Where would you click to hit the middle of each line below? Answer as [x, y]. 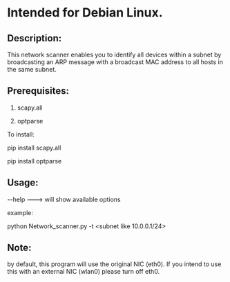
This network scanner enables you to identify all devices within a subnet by [114, 54]
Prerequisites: [38, 91]
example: [20, 212]
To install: [21, 134]
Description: [35, 38]
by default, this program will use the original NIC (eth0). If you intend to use [114, 264]
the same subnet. [32, 69]
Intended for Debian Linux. [85, 13]
